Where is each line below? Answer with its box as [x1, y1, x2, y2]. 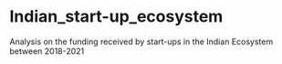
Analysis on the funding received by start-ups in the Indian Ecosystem [9, 36, 274, 47]
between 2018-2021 [9, 45, 85, 56]
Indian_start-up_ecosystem [9, 6, 224, 27]
